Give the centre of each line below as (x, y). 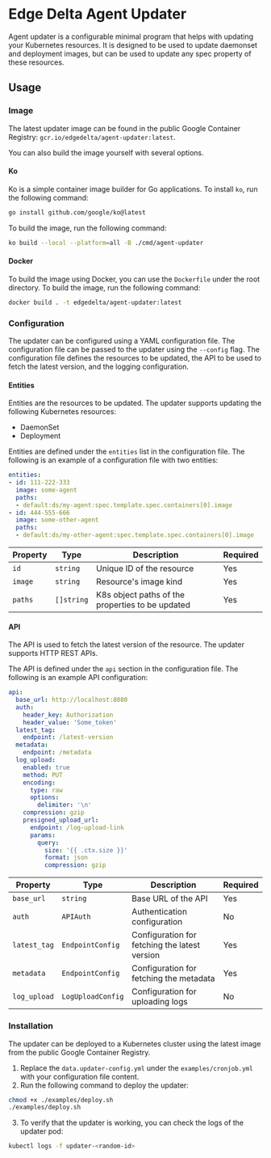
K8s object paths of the (141, 595)
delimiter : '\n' (65, 805)
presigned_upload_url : (61, 820)
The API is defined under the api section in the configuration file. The (123, 669)
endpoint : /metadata (57, 753)
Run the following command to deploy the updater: (104, 1085)
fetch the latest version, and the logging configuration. (99, 366)
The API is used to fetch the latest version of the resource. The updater (126, 645)
